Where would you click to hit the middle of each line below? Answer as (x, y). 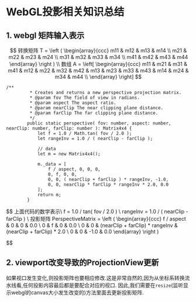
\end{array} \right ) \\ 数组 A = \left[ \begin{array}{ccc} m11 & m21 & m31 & (98, 64)
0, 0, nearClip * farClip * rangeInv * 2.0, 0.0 (108, 185)
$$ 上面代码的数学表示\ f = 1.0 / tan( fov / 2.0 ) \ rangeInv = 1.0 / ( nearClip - (97, 211)
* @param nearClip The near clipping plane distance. (97, 108)
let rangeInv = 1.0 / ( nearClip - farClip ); (95, 138)
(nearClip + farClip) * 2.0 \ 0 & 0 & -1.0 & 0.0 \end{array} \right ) (82, 232)
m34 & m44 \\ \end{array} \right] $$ (98, 77)
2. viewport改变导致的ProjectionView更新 (82, 263)
